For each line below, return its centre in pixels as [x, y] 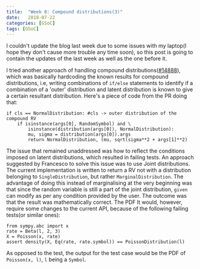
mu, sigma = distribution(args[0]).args [79, 134]
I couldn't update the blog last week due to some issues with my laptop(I [96, 46]
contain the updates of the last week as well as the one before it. [87, 59]
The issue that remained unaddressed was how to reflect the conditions [96, 151]
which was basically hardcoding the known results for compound [87, 77]
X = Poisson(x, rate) [34, 237]
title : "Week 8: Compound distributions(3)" [64, 12]
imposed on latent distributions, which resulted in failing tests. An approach [100, 157]
